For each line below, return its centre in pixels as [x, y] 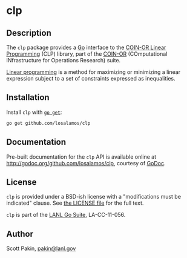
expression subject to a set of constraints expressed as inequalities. [91, 78]
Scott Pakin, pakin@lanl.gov [41, 248]
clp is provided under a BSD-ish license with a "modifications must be [94, 197]
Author [20, 234]
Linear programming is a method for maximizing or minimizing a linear [93, 72]
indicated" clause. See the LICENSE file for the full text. [75, 203]
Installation [28, 98]
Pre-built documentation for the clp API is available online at [81, 157]
